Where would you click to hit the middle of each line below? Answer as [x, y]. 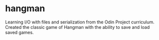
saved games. [19, 32]
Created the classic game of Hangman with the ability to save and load [78, 27]
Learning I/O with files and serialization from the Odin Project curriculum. [80, 22]
